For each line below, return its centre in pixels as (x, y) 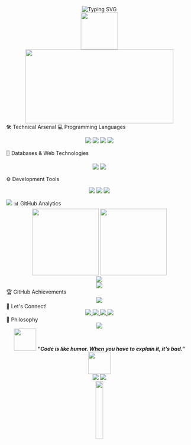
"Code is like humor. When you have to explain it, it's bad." (111, 349)
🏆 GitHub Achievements (36, 292)
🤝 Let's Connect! (27, 306)
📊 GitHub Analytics (37, 203)
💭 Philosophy (22, 320)
